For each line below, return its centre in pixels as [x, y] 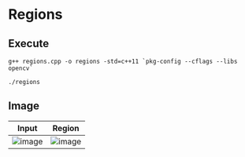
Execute [29, 44]
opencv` [21, 68]
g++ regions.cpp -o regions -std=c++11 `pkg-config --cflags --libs [123, 61]
